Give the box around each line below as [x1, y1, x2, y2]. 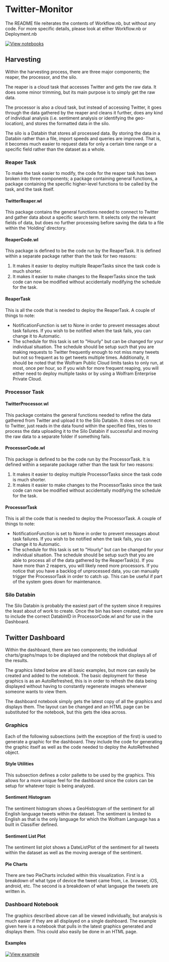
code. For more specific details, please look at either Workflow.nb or [5, 25, 147, 31]
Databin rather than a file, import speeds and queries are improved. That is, [5, 135, 161, 142]
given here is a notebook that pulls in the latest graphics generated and [5, 923, 153, 929]
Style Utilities [5, 761, 34, 767]
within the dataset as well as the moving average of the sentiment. [5, 850, 142, 856]
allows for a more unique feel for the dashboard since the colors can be [5, 777, 153, 783]
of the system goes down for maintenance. [12, 579, 102, 585]
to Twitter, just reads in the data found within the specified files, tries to [5, 422, 152, 429]
